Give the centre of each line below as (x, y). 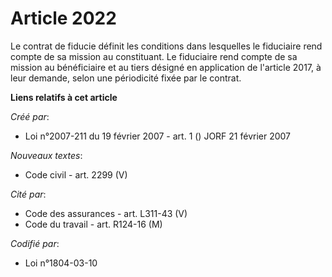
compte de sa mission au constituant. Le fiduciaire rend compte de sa (154, 56)
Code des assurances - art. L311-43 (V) (106, 213)
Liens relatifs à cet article (64, 97)
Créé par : (30, 116)
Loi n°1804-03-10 (61, 263)
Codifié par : (35, 243)
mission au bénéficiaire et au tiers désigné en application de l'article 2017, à (166, 67)
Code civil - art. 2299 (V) (76, 174)
